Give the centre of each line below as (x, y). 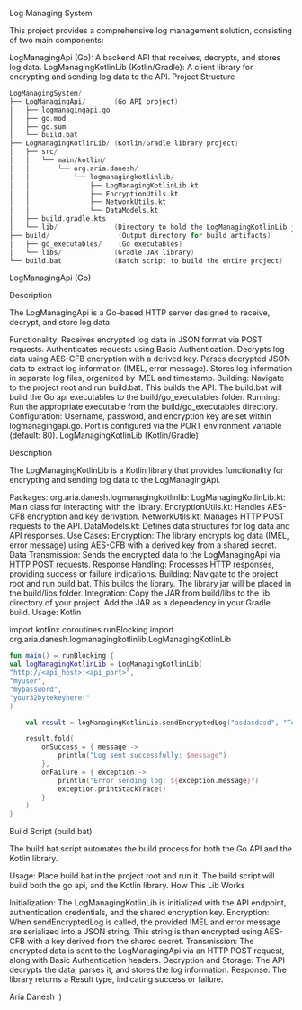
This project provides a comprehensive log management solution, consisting (151, 30)
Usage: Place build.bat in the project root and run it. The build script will (142, 876)
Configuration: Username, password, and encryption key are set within (140, 416)
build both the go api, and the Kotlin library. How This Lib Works (127, 886)
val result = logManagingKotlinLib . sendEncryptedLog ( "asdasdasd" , (152, 723)
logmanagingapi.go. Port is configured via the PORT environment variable (146, 426)
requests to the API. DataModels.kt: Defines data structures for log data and (150, 526)
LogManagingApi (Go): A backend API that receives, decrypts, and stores (145, 57)
